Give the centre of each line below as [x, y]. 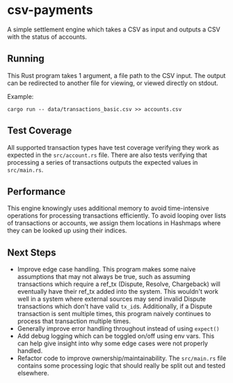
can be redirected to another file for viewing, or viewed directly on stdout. [113, 83]
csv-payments [50, 10]
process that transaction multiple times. [74, 321]
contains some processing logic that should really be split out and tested [121, 366]
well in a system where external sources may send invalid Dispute [112, 299]
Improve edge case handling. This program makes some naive [106, 269]
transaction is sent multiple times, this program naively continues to [114, 314]
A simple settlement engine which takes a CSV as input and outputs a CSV [114, 29]
